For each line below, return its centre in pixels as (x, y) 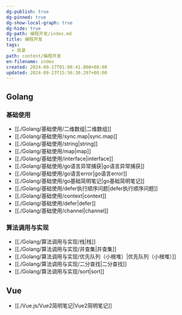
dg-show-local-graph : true (39, 23)
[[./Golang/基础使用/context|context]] (60, 196)
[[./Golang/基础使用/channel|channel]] (61, 210)
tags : (13, 45)
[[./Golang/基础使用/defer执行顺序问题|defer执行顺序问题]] (86, 188)
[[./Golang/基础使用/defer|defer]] (55, 203)
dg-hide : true (24, 28)
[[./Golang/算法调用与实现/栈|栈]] (55, 242)
